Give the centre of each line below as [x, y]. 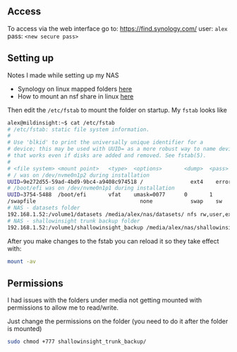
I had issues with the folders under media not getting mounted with [105, 300]
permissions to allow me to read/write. [63, 308]
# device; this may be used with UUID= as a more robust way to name [112, 149]
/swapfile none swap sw [115, 201]
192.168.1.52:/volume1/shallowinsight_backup [75, 227]
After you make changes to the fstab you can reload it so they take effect [113, 241]
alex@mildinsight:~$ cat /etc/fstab [61, 122]
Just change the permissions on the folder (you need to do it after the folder [118, 321]
